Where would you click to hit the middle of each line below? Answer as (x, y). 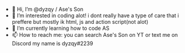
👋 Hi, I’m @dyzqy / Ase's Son (48, 9)
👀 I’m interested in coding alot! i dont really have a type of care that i (95, 15)
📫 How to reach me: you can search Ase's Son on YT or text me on (95, 35)
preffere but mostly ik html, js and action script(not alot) (80, 22)
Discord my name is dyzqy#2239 (52, 43)
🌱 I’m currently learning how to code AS (61, 28)
